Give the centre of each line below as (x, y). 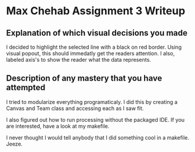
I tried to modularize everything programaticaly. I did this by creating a (92, 102)
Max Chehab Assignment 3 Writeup (96, 11)
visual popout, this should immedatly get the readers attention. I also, (90, 53)
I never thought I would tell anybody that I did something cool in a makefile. (98, 137)
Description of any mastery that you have (84, 78)
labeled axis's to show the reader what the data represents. (79, 60)
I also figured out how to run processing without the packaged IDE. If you (95, 119)
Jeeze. (14, 144)
